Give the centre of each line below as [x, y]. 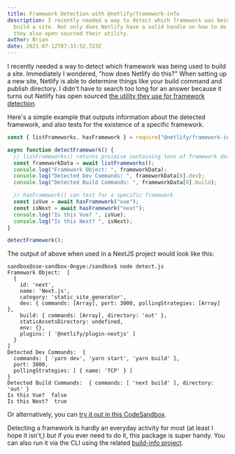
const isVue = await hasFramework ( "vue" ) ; [76, 202]
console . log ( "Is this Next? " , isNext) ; [73, 221]
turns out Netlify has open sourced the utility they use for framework [106, 96]
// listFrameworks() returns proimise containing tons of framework [115, 156]
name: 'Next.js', [45, 291]
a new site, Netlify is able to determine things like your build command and [115, 81]
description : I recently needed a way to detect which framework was [111, 20]
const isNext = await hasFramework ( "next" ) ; [79, 208]
